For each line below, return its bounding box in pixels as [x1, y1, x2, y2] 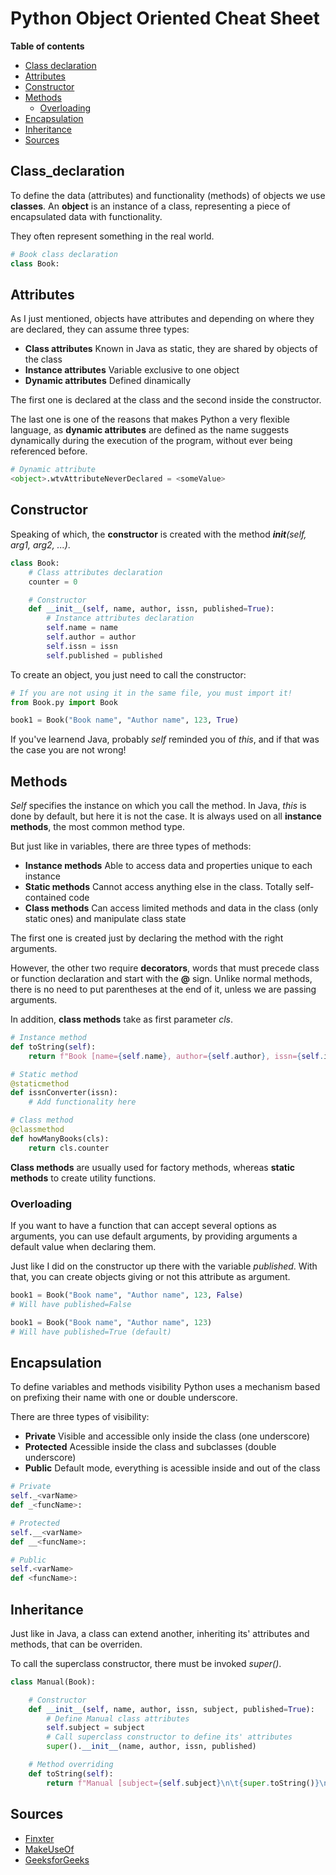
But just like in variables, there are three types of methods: [10, 840, 252, 852]
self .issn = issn [46, 641, 118, 651]
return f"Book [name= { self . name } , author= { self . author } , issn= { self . [28, 1051, 325, 1061]
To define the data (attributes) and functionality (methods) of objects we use [10, 189, 326, 201]
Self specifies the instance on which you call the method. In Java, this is [10, 800, 307, 812]
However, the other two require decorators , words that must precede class [10, 962, 320, 974]
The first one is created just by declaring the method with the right [10, 932, 284, 944]
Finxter [24, 1832, 55, 1844]
